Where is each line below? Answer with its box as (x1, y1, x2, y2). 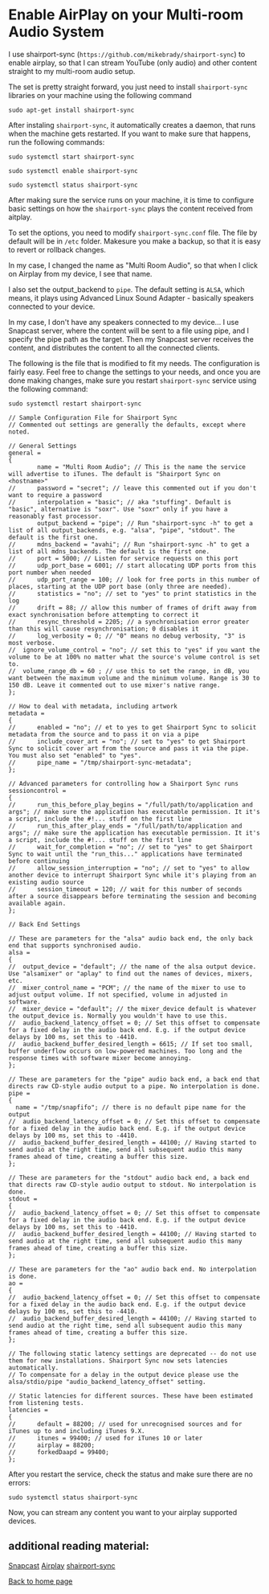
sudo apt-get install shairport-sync (8, 106, 135, 114)
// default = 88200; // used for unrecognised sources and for (8, 1419, 243, 1428)
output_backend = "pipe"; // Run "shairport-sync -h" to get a (37, 519, 253, 528)
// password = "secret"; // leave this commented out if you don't (8, 484, 257, 492)
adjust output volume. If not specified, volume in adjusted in (8, 991, 228, 999)
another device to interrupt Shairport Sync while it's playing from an (8, 871, 257, 879)
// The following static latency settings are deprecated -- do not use (8, 1350, 257, 1358)
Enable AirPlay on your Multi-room (8, 6, 243, 24)
